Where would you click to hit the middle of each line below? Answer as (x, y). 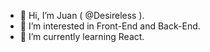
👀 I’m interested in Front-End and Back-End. (110, 26)
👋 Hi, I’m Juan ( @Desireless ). (82, 15)
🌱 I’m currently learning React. (82, 36)
